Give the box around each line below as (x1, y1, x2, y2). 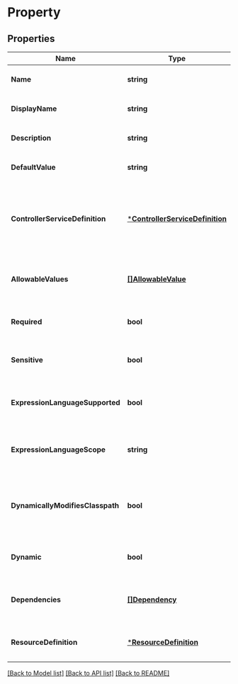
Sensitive (11, 355, 44, 364)
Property (7, 4, 62, 21)
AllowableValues (11, 274, 69, 284)
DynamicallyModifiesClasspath (11, 501, 119, 510)
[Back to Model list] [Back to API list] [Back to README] (7, 669, 170, 677)
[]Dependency (127, 595, 177, 604)
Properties (7, 33, 55, 45)
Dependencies (11, 595, 62, 604)
